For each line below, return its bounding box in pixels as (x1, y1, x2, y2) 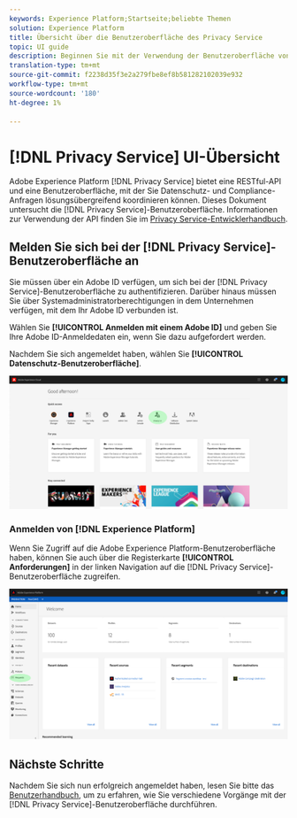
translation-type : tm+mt (9, 61, 101, 70)
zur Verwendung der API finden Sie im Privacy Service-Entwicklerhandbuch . (9, 213, 288, 225)
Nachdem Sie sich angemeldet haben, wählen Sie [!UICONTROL (9, 349, 244, 359)
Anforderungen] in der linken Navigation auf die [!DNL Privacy (9, 562, 238, 573)
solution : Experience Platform (9, 23, 125, 33)
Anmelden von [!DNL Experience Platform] (9, 522, 196, 535)
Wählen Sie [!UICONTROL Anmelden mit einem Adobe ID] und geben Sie (9, 322, 278, 333)
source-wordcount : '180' (9, 89, 101, 97)
